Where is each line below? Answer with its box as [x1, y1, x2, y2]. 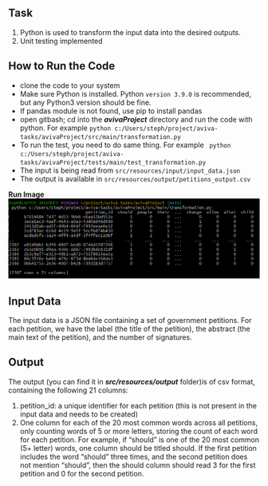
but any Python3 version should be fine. [19, 98, 152, 107]
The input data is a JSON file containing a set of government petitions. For [8, 315, 252, 325]
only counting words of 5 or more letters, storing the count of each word [19, 426, 258, 436]
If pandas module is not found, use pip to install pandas [19, 106, 203, 115]
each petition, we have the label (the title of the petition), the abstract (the [8, 324, 251, 333]
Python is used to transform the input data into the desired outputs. [19, 27, 241, 37]
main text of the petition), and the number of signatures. [8, 332, 193, 342]
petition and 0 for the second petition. [19, 468, 144, 478]
